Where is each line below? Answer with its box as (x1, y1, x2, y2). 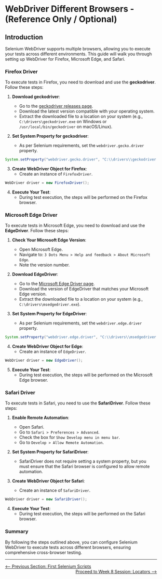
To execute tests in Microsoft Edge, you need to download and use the (5, 223, 146, 228)
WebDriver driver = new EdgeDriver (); (5, 358, 83, 363)
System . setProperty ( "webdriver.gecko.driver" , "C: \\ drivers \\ (5, 157, 133, 162)
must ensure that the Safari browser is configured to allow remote (19, 464, 150, 469)
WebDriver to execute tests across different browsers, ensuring (5, 544, 131, 550)
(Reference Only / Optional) (5, 14, 117, 25)
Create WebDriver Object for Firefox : (12, 166, 87, 172)
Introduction (5, 33, 43, 41)
